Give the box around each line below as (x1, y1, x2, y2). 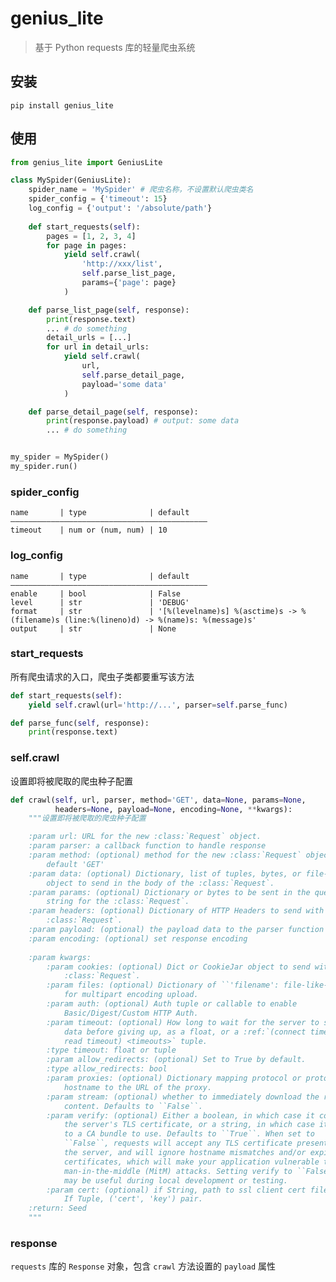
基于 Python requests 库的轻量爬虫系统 (34, 41, 196, 53)
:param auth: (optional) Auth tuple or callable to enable (46, 999, 298, 1009)
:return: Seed (28, 1203, 87, 1214)
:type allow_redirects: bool (46, 1064, 168, 1074)
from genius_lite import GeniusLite (10, 157, 163, 167)
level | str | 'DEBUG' (10, 597, 190, 607)
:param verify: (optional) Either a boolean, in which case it (46, 1110, 315, 1121)
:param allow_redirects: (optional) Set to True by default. (46, 1055, 307, 1065)
